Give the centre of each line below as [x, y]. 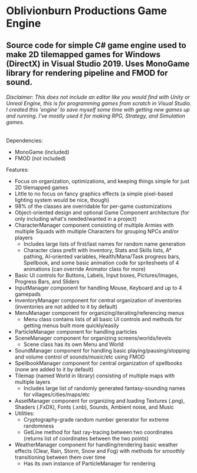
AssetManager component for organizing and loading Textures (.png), [100, 400]
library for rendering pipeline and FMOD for [87, 73]
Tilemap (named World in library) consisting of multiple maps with [95, 376]
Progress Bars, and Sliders [47, 281]
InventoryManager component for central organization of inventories [98, 300]
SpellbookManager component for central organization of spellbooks [98, 363]
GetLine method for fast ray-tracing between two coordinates [98, 432]
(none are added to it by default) [54, 369]
